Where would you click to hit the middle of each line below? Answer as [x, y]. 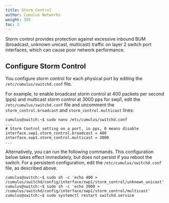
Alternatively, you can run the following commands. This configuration [80, 152]
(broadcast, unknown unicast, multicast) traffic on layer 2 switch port [78, 45]
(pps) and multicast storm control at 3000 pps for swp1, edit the [73, 99]
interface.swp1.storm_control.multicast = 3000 [57, 138]
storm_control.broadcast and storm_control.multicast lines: [70, 110]
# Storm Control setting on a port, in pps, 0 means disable [72, 129]
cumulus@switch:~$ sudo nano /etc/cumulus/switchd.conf [66, 120]
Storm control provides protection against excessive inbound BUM [76, 39]
